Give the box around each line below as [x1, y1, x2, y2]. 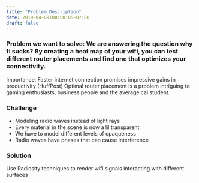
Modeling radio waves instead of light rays [14, 117, 120, 124]
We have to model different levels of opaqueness [14, 130, 137, 137]
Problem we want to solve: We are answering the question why [6, 40, 193, 48]
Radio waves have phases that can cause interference [14, 136, 149, 143]
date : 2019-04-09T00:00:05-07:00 [6, 14, 90, 20]
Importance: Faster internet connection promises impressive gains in [6, 76, 176, 83]
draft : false [6, 20, 39, 26]
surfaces [6, 172, 28, 179]
